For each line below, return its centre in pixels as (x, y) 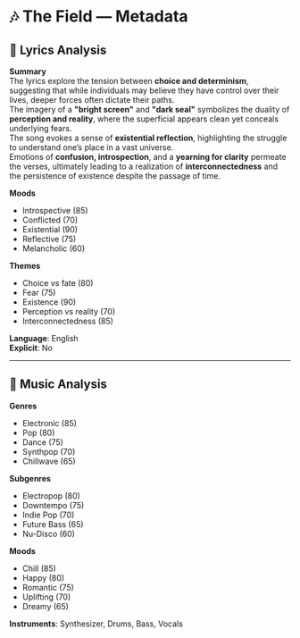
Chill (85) (39, 568)
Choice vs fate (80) (58, 283)
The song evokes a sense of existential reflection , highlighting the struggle (148, 138)
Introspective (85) (55, 210)
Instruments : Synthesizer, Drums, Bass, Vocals (96, 624)
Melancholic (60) (54, 248)
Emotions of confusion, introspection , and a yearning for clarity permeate (148, 157)
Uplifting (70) (46, 597)
